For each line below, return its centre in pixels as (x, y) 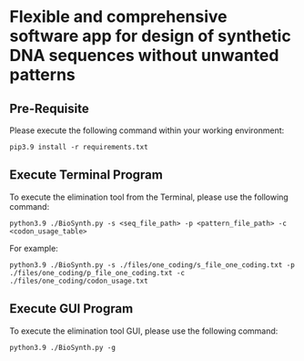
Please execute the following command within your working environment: (147, 130)
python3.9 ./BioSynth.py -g (63, 347)
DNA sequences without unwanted (144, 56)
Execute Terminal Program (86, 175)
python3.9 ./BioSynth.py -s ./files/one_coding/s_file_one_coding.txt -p (152, 265)
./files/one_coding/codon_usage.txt (79, 281)
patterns (42, 75)
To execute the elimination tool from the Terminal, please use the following (149, 197)
